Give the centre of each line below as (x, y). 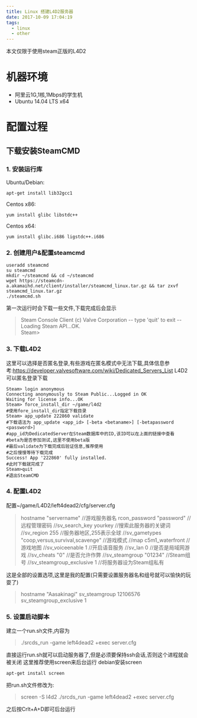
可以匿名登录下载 (27, 378)
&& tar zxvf (164, 286)
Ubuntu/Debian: (25, 182)
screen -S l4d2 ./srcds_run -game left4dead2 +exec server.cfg (97, 697)
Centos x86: (21, 204)
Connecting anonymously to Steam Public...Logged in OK (76, 394)
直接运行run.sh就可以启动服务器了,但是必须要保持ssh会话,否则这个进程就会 (97, 655)
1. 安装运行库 (24, 169)
